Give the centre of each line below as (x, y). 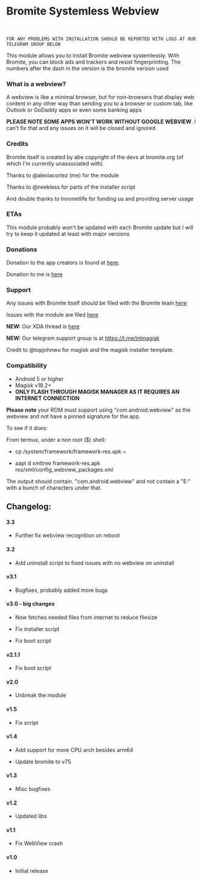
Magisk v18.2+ (33, 385)
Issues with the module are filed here (52, 315)
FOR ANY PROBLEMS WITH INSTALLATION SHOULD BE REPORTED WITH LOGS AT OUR (101, 39)
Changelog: (29, 507)
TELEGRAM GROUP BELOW (34, 44)
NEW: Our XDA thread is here (43, 326)
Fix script (27, 722)
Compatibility (27, 366)
